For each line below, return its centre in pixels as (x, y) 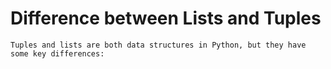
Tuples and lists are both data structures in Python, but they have (158, 45)
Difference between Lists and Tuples (166, 18)
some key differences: (57, 53)
